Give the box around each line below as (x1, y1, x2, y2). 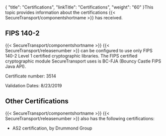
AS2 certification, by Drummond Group (12, 125, 92, 131)
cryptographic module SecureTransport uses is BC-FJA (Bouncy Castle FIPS (5, 58, 162, 64)
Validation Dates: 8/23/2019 (5, 82, 62, 88)
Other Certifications (5, 97, 69, 106)
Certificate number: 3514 (5, 73, 56, 79)
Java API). (5, 63, 26, 69)
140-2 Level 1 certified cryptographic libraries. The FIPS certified (5, 53, 138, 59)
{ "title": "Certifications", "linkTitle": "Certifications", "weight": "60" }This (5, 4, 154, 10)
